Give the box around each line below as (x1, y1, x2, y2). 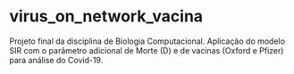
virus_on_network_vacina (9, 6, 204, 27)
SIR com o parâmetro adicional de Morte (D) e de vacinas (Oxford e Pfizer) (9, 45, 284, 55)
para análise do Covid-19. (9, 54, 104, 65)
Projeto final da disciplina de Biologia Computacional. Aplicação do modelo (9, 36, 286, 46)
